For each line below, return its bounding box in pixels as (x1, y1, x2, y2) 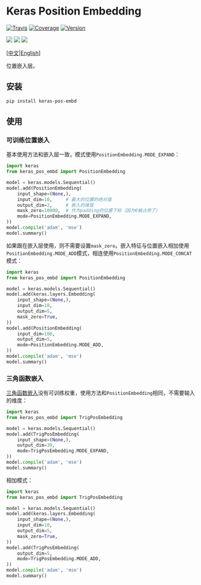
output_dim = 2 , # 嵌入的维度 (17, 202, 94, 208)
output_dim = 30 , (17, 442, 56, 449)
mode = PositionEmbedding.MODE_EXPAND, (17, 213, 112, 219)
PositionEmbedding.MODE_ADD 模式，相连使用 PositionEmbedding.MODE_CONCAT (6, 250, 192, 257)
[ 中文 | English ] (6, 49, 41, 56)
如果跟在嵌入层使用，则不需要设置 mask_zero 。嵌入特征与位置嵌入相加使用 (6, 242, 190, 249)
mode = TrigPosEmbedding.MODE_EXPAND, (17, 448, 110, 454)
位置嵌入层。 (6, 62, 38, 69)
